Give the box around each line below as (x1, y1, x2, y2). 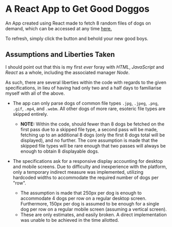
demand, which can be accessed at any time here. (5, 25, 112, 31)
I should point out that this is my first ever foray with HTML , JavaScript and (5, 64, 164, 70)
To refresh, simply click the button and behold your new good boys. (5, 35, 149, 42)
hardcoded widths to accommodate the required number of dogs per (12, 174, 159, 180)
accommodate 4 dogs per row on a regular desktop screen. (20, 195, 147, 201)
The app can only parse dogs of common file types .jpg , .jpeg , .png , (12, 100, 159, 106)
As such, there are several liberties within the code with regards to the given (5, 79, 167, 85)
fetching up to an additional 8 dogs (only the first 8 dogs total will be (20, 132, 165, 138)
